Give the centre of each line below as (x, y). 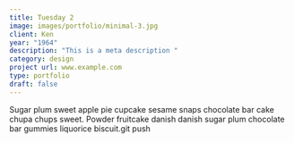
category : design (42, 59)
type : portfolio (39, 76)
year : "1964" (34, 42)
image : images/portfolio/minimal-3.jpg (84, 26)
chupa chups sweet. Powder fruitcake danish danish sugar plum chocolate (147, 119)
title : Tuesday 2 (42, 17)
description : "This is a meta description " (94, 51)
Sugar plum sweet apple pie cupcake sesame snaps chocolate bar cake (142, 109)
